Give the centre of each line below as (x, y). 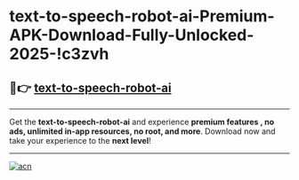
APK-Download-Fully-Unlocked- (132, 35)
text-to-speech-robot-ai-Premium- (142, 16)
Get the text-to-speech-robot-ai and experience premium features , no (142, 122)
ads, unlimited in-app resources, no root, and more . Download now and (142, 131)
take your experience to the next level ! (80, 141)
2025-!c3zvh (59, 54)
